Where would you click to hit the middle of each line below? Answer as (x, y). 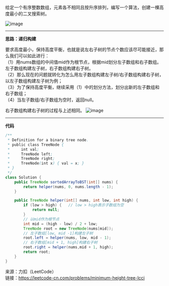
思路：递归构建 (21, 39)
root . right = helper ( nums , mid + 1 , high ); (68, 247)
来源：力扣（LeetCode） (31, 271)
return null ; (46, 210)
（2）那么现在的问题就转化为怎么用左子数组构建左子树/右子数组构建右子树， (84, 75)
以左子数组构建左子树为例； (34, 81)
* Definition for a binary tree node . (48, 140)
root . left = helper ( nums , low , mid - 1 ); (67, 238)
